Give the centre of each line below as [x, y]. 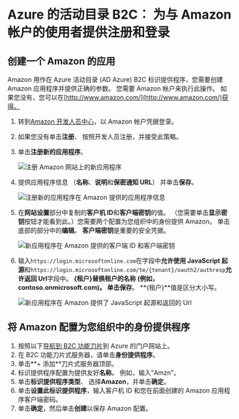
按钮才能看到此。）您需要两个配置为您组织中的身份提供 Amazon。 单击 [127, 221]
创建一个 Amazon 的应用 [61, 61]
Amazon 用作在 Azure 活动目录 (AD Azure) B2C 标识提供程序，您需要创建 [115, 80]
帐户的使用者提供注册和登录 [89, 32]
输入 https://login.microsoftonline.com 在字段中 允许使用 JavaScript [119, 261]
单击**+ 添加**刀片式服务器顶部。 [68, 363]
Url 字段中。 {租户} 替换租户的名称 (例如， [98, 278]
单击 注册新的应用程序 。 [52, 152]
